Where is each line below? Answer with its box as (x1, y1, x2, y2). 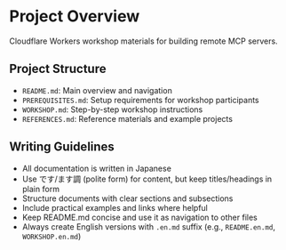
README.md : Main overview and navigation (21, 85, 173, 95)
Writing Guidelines (9, 140, 115, 155)
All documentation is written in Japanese (21, 163, 171, 173)
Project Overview (9, 6, 140, 27)
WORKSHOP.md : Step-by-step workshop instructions (21, 104, 203, 115)
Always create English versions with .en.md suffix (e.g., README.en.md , (21, 221, 276, 232)
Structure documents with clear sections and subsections (21, 193, 234, 204)
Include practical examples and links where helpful (21, 202, 209, 213)
